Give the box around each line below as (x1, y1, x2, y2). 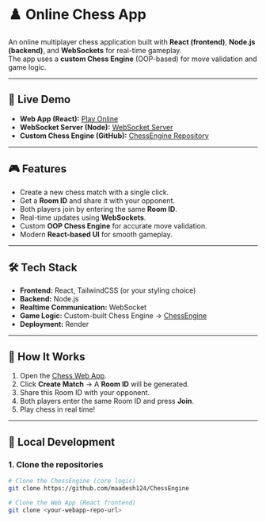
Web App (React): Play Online (19, 113, 119, 123)
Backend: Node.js (19, 294, 79, 304)
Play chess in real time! (19, 405, 96, 414)
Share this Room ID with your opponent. (19, 388, 150, 397)
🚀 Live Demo (8, 93, 71, 106)
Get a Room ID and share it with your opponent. (19, 195, 176, 205)
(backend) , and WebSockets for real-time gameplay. (8, 45, 182, 55)
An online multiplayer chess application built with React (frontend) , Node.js (8, 36, 256, 47)
